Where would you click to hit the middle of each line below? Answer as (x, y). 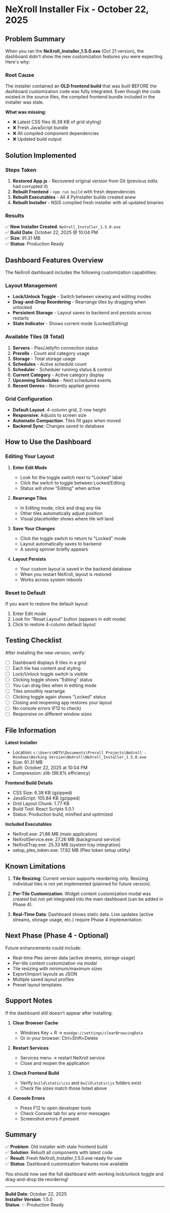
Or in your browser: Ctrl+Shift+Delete (59, 1038)
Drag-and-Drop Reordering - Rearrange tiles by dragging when (79, 302)
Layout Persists (29, 559)
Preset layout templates (37, 984)
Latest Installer (22, 743)
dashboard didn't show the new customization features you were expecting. (84, 56)
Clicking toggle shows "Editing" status (52, 680)
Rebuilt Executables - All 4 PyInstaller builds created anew (74, 197)
